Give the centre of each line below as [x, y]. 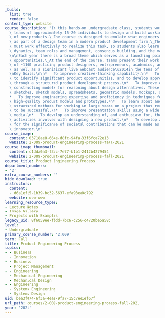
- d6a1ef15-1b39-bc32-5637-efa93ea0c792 [51, 193]
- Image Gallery [22, 212]
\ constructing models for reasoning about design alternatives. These [84, 88]
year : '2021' [18, 308]
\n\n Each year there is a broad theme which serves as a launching [80, 55]
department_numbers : [26, 166]
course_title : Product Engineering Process [50, 161]
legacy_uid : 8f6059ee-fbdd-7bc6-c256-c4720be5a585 [58, 221]
